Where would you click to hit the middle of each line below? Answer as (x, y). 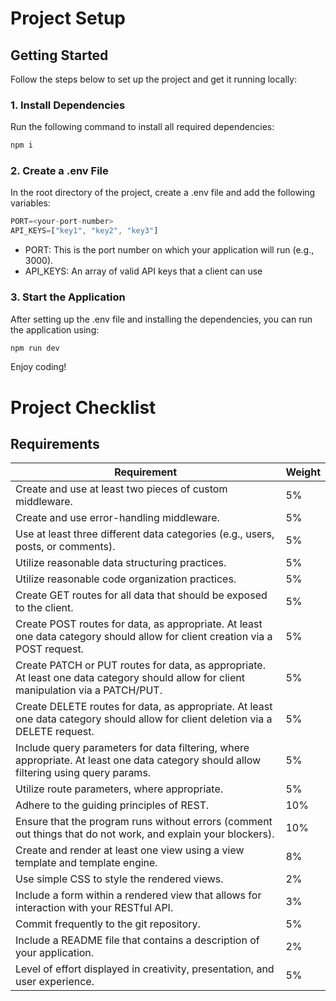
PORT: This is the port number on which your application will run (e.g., (169, 250)
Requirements (55, 443)
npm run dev (35, 348)
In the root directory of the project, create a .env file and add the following (163, 193)
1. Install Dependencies (68, 105)
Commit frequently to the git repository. (108, 924)
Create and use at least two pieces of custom (121, 489)
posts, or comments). (65, 547)
